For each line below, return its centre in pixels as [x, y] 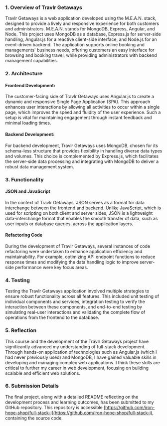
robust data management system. [40, 166]
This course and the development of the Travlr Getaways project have [77, 341]
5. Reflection [21, 330]
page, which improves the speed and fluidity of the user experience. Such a [83, 112]
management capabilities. [32, 61]
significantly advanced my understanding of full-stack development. [75, 347]
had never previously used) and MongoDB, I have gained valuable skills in [81, 357]
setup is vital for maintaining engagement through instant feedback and [79, 118]
